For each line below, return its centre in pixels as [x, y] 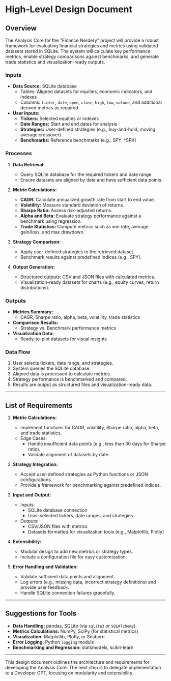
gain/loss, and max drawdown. [52, 232]
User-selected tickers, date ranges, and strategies [80, 515]
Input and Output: [32, 495]
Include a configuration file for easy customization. [74, 557]
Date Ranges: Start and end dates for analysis [69, 124]
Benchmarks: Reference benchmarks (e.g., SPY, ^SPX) [78, 140]
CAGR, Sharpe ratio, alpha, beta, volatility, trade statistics [80, 317]
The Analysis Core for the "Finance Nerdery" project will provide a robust [82, 40]
